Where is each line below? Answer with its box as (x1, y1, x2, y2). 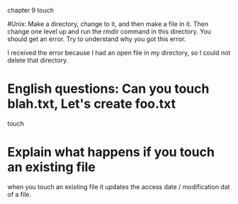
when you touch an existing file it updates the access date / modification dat (7, 182, 230, 191)
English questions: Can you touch (7, 81, 210, 97)
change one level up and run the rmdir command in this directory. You (7, 28, 211, 35)
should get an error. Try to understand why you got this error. (7, 35, 186, 43)
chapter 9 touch (7, 6, 55, 14)
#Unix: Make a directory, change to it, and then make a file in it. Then (7, 20, 209, 28)
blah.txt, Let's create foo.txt (7, 96, 176, 112)
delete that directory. (7, 56, 69, 64)
